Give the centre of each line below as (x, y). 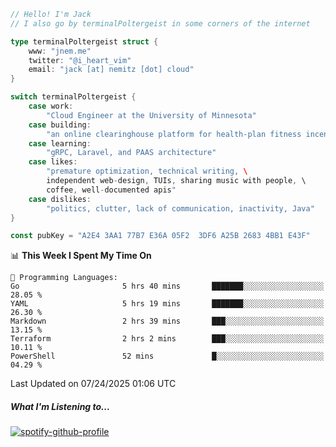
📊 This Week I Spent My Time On (81, 256)
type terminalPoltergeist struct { (84, 41)
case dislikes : (60, 199)
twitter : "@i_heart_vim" (80, 60)
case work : (51, 106)
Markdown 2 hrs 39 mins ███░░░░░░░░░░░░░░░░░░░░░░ (167, 321)
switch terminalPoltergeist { (73, 97)
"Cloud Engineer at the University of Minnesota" (151, 115)
